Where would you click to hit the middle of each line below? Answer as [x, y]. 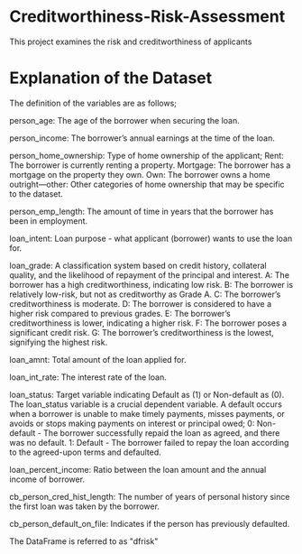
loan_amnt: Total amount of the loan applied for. [98, 359]
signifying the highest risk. [59, 342]
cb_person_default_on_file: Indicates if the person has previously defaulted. [150, 523]
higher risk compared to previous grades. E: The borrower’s [120, 313]
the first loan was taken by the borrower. [85, 506]
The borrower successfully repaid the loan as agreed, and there [162, 433]
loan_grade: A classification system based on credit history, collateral [138, 265]
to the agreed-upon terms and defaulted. [85, 452]
